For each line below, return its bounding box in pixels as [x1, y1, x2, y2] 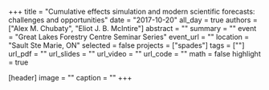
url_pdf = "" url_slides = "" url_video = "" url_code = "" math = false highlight [8, 49, 261, 58]
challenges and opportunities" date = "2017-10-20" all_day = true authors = [8, 15, 259, 25]
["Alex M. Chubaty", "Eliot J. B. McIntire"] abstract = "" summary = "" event [8, 24, 257, 33]
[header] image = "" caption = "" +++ [8, 73, 132, 82]
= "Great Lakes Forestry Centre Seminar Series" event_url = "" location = [8, 32, 250, 41]
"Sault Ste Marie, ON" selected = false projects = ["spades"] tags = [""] [8, 41, 245, 50]
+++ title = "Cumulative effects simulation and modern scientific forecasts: [8, 7, 255, 16]
